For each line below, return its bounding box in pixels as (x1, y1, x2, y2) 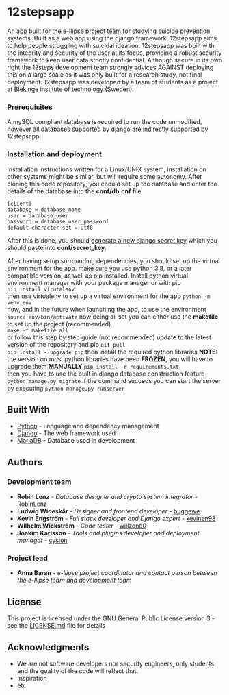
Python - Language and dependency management (16, 422, 159, 430)
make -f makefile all (7, 327, 69, 334)
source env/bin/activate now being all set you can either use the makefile (7, 313, 219, 321)
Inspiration (16, 674, 47, 682)
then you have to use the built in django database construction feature (7, 369, 205, 378)
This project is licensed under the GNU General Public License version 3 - (7, 614, 215, 622)
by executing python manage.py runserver (7, 384, 125, 392)
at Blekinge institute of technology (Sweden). (7, 85, 135, 93)
